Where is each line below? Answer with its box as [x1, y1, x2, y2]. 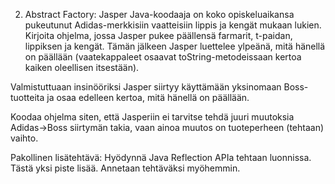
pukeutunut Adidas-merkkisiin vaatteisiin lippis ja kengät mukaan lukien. [24, 19, 322, 31]
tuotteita [10, 92, 45, 103]
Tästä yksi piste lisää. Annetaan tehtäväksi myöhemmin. [10, 162, 241, 174]
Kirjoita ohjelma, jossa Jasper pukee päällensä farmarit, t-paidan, [24, 30, 293, 41]
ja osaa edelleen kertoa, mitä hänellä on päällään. [46, 92, 250, 103]
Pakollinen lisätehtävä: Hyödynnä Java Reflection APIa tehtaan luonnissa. [10, 152, 312, 163]
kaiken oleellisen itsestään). [24, 62, 140, 73]
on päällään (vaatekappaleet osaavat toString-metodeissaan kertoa [24, 51, 302, 63]
